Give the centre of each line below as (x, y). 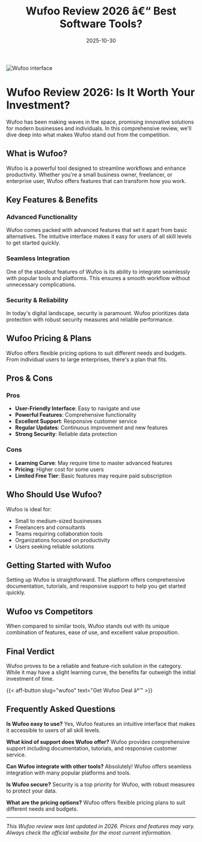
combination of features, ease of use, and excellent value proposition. (93, 632)
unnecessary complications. (41, 284)
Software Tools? (101, 24)
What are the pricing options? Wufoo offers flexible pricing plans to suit (96, 802)
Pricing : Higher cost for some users (59, 469)
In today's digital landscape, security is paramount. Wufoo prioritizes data (98, 313)
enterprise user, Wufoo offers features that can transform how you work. (96, 181)
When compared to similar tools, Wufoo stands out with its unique (88, 626)
